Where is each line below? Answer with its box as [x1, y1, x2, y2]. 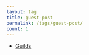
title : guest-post [6, 15, 53, 21]
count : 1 [6, 25, 29, 32]
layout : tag [6, 8, 37, 15]
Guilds [15, 42, 32, 50]
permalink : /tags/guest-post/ [6, 20, 84, 26]
